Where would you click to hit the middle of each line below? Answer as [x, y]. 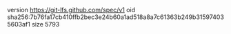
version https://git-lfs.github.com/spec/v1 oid [71, 10]
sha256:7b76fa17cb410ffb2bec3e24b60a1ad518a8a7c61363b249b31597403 [115, 17]
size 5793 [46, 24]
